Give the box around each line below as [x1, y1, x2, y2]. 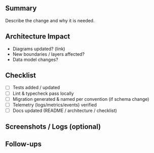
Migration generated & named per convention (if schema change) [12, 96, 149, 102]
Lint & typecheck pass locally [12, 90, 74, 96]
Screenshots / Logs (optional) [5, 123, 101, 131]
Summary [5, 4, 37, 13]
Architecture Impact [5, 32, 70, 41]
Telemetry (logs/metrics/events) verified [12, 101, 97, 108]
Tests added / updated [12, 85, 60, 91]
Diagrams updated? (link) [12, 46, 65, 52]
